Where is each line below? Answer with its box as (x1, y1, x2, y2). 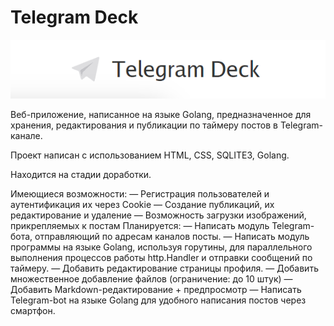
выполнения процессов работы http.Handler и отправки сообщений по (10, 251, 313, 263)
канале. (10, 129, 43, 141)
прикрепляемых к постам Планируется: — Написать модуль (10, 219, 270, 231)
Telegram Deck (10, 6, 139, 29)
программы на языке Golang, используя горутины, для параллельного (10, 241, 313, 253)
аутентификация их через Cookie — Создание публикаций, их (10, 198, 275, 210)
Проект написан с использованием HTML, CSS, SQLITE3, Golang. (10, 149, 290, 161)
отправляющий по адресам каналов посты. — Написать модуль (34, 230, 310, 242)
